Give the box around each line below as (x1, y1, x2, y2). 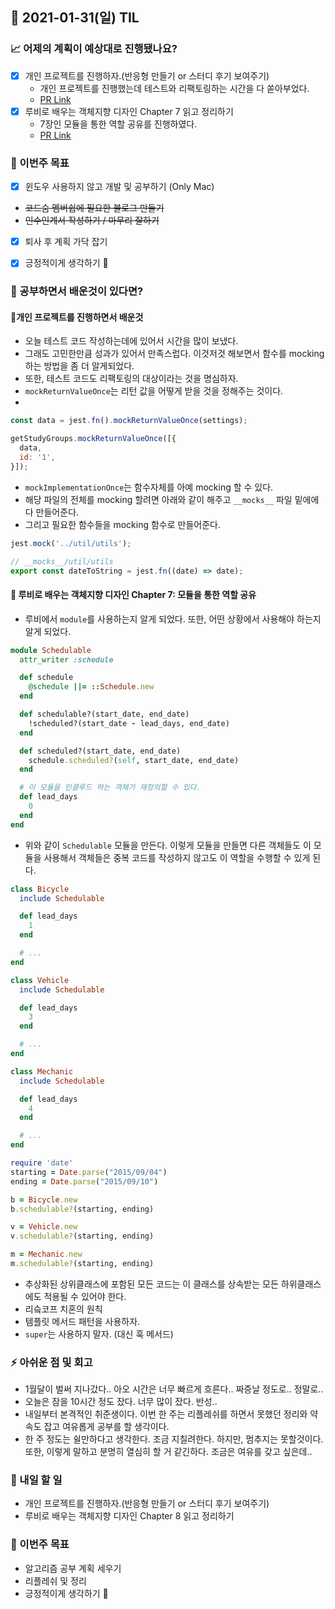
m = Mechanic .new (10, 1249, 83, 1260)
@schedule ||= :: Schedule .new (28, 682, 155, 692)
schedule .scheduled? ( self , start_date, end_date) (28, 755, 240, 765)
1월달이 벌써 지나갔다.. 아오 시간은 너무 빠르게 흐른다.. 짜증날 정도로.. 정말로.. (24, 1383, 324, 1395)
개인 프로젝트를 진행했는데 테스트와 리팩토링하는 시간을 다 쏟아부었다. (39, 82, 310, 94)
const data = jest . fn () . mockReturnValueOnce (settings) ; (10, 416, 248, 426)
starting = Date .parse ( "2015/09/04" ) (10, 1167, 168, 1177)
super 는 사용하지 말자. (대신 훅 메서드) (24, 1328, 174, 1340)
